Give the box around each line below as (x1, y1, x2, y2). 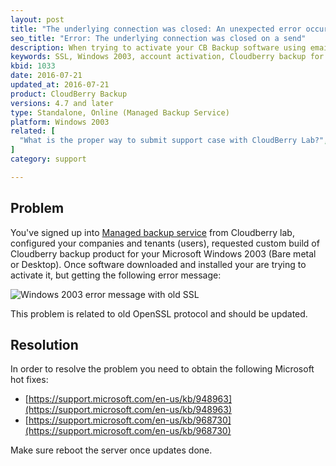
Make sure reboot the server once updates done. (10, 444, 213, 456)
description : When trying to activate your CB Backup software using (10, 42, 307, 53)
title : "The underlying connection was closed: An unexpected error (10, 24, 302, 34)
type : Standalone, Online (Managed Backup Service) (10, 107, 230, 118)
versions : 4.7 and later (10, 98, 114, 108)
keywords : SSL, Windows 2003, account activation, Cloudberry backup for (10, 52, 325, 62)
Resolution (10, 336, 79, 353)
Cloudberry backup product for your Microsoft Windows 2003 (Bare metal (10, 247, 317, 260)
